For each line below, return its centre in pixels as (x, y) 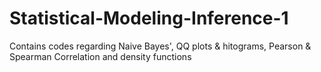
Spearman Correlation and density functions (100, 56)
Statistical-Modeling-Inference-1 (149, 18)
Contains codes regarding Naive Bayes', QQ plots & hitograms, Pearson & (160, 46)
